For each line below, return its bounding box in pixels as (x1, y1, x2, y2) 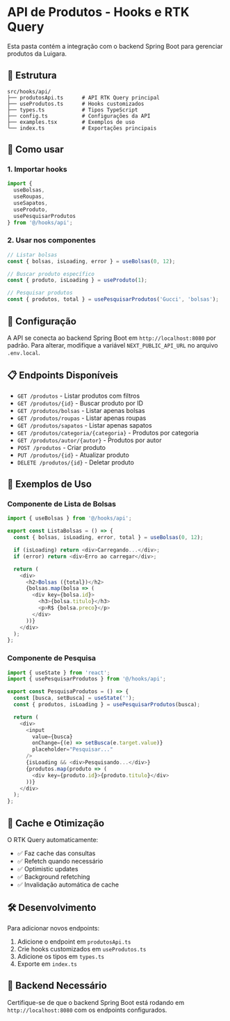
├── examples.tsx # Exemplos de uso (7, 118, 135, 125)
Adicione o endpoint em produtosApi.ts (17, 937, 131, 946)
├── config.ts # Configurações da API (7, 112, 151, 119)
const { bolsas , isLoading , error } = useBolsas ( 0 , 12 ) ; (7, 258, 176, 265)
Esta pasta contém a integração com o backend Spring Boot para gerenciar (7, 42, 224, 50)
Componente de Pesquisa (7, 653, 96, 663)
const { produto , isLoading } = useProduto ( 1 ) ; (7, 276, 148, 284)
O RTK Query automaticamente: (7, 836, 99, 844)
